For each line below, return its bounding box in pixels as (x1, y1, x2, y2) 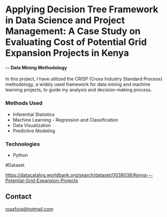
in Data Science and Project (5, 14, 125, 26)
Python (12, 152, 28, 158)
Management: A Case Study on (5, 26, 141, 37)
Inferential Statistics (12, 111, 55, 117)
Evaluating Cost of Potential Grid (5, 36, 147, 48)
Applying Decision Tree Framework (5, 4, 159, 15)
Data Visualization (12, 122, 51, 128)
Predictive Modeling (12, 127, 55, 134)
